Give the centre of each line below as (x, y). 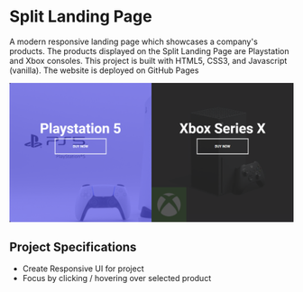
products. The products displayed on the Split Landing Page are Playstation (150, 50)
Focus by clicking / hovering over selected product (117, 278)
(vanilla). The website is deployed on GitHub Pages (104, 70)
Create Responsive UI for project (83, 269)
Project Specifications (73, 246)
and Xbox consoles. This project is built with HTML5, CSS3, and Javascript (148, 60)
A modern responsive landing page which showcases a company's (134, 41)
